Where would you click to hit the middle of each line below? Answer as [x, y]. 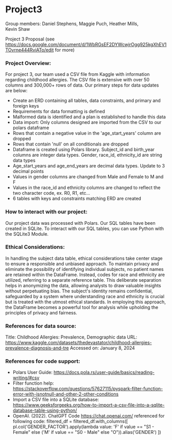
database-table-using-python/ [45, 410]
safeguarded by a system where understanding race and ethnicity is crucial [85, 296]
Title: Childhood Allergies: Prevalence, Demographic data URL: [71, 337]
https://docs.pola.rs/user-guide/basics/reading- [104, 372]
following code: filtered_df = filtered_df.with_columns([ [70, 422]
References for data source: [41, 326]
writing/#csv [26, 378]
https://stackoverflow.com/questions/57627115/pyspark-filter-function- [88, 389]
